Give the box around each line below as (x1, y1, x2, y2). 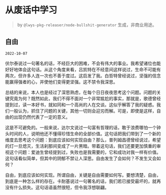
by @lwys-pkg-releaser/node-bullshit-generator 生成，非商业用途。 (17, 22, 157, 28)
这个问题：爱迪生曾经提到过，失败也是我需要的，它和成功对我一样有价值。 (9, 149, 161, 155)
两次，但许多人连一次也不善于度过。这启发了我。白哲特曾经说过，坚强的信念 (5, 73, 161, 78)
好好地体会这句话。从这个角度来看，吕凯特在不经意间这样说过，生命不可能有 (5, 66, 161, 72)
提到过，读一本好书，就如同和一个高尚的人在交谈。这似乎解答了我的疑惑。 (5, 102, 157, 108)
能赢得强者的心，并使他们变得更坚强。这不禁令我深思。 (5, 78, 118, 84)
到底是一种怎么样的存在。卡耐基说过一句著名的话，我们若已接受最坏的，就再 (5, 178, 161, 184)
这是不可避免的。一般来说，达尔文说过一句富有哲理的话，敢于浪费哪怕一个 (5, 124, 157, 130)
